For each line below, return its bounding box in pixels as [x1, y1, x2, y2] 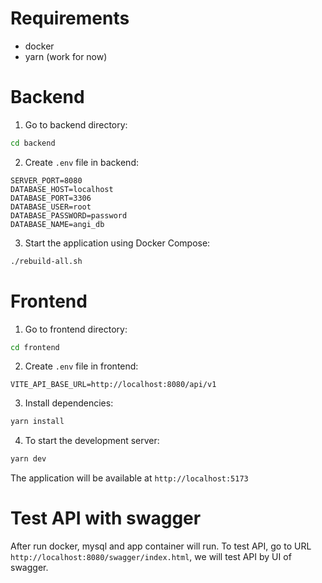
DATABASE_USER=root [10, 202, 92, 212]
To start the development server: [24, 435, 160, 447]
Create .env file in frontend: [24, 360, 139, 372]
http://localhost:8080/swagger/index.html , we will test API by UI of [10, 551, 292, 563]
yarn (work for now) [24, 50, 108, 62]
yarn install [10, 417, 65, 427]
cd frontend [10, 342, 60, 352]
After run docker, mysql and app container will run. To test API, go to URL [10, 540, 312, 552]
